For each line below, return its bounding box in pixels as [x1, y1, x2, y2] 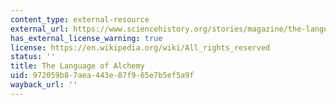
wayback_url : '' [10, 80, 78, 90]
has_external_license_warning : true [10, 33, 163, 43]
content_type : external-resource [10, 14, 150, 25]
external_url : [10, 24, 70, 34]
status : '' [10, 52, 56, 62]
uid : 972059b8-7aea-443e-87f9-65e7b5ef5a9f [10, 71, 195, 81]
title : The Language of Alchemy [10, 61, 145, 71]
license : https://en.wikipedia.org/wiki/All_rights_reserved [10, 42, 271, 53]
